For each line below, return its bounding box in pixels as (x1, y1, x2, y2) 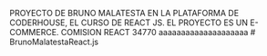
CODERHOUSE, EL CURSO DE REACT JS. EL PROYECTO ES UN (9, 17, 249, 28)
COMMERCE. (9, 27, 59, 37)
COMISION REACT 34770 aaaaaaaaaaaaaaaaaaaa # (60, 27, 256, 37)
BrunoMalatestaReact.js (9, 36, 98, 47)
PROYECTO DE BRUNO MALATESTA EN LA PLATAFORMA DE (9, 8, 240, 18)
